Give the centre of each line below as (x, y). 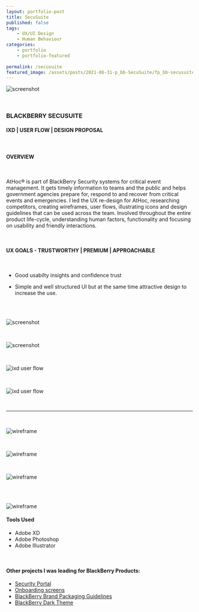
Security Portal (33, 584)
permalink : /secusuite (34, 67)
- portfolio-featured (43, 56)
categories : (21, 45)
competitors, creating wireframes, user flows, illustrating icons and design (97, 206)
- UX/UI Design (36, 34)
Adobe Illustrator (35, 545)
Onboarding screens (40, 590)
